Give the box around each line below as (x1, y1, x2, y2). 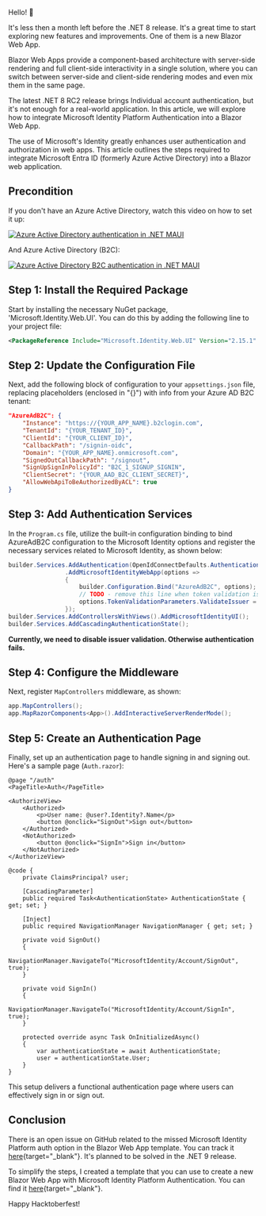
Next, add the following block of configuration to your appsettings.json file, (8, 379, 256, 389)
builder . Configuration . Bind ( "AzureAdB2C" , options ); (78, 583, 257, 591)
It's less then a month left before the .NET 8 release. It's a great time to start (8, 23, 256, 32)
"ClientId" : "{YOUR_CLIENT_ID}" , (22, 433, 133, 442)
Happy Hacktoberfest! (8, 1199, 81, 1208)
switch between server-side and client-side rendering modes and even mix (8, 72, 253, 81)
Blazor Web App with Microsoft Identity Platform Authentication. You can (8, 1175, 245, 1184)
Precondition (8, 185, 74, 198)
